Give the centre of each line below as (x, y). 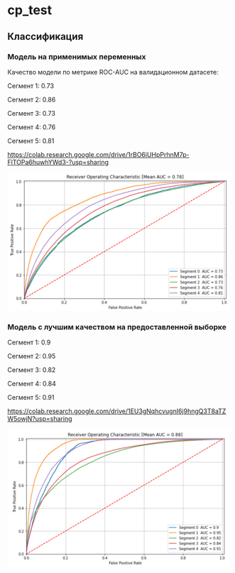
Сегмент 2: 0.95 (32, 356)
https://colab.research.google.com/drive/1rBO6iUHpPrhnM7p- (98, 154)
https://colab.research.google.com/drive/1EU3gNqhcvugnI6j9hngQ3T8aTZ (117, 411)
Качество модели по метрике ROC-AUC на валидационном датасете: (113, 72)
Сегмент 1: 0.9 (29, 342)
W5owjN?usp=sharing (40, 419)
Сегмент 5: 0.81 (31, 141)
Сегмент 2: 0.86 (32, 99)
